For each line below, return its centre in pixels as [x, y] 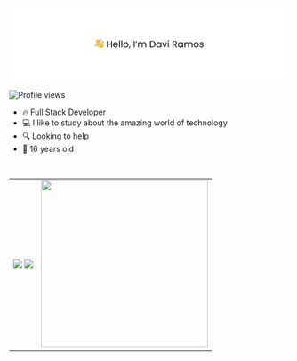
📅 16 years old [48, 149]
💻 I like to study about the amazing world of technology [125, 123]
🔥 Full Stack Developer [64, 112]
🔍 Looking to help [55, 136]
